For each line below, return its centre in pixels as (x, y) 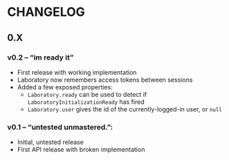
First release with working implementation (77, 72)
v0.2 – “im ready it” (40, 57)
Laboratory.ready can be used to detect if (87, 94)
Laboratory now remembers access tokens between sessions (105, 80)
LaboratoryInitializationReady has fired (86, 102)
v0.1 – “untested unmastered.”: (60, 127)
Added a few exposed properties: (65, 87)
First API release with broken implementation (81, 150)
